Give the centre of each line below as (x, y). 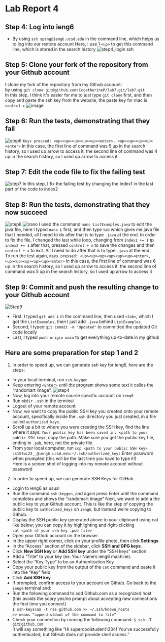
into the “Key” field (31, 572)
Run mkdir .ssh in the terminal (43, 401)
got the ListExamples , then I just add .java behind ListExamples (77, 321)
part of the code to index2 (32, 189)
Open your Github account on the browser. (56, 535)
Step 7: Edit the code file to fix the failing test (75, 172)
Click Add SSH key (31, 577)
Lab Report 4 (32, 9)
